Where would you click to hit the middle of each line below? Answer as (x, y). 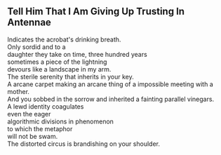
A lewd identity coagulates (46, 106)
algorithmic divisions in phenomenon (61, 121)
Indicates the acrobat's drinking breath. (64, 39)
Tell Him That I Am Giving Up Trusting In (96, 12)
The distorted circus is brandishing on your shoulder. (83, 144)
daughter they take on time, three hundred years (77, 54)
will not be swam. (33, 136)
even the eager (29, 114)
